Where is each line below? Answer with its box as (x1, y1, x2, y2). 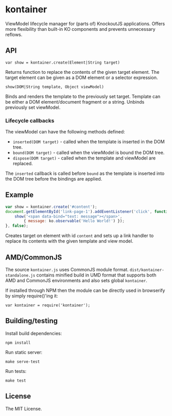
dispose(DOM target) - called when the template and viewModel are (12, 155, 156, 161)
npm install (5, 340, 31, 345)
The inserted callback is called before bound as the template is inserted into (5, 170, 165, 176)
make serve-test (5, 359, 40, 364)
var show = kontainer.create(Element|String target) (5, 60, 120, 65)
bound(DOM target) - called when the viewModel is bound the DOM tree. (12, 150, 165, 156)
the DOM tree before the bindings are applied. (5, 176, 102, 182)
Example (5, 191, 34, 200)
